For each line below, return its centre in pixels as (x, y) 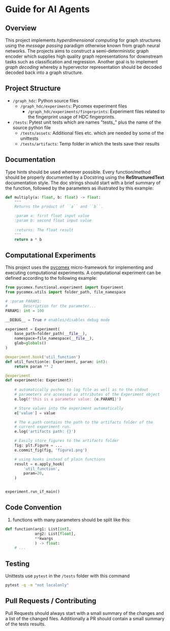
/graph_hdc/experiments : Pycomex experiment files (74, 106)
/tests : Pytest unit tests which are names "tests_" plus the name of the (87, 122)
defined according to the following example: (51, 278)
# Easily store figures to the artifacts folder (67, 441)
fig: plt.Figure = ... (38, 446)
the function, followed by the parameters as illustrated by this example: (79, 188)
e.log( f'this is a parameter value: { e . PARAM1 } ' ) (68, 399)
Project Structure (33, 88)
